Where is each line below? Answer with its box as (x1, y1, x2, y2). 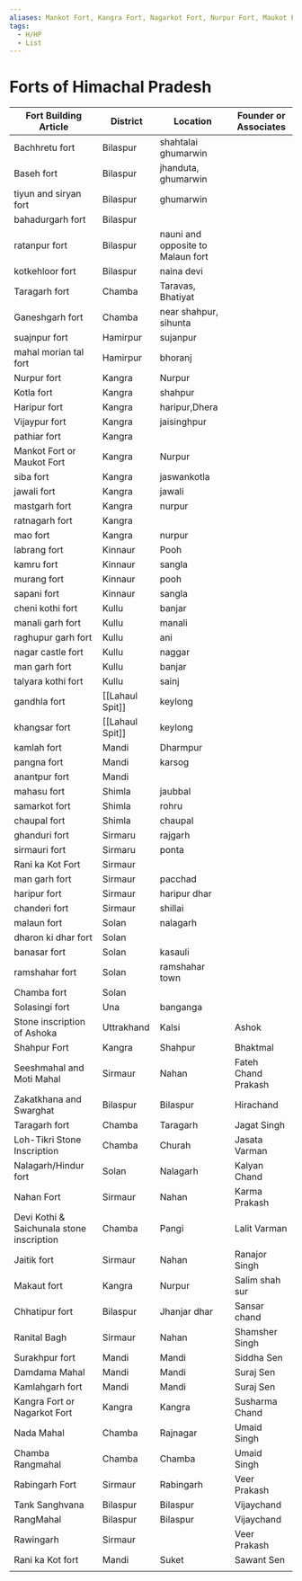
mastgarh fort (13, 500, 72, 512)
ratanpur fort (13, 239, 67, 252)
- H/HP (17, 30, 42, 39)
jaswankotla (159, 471, 210, 484)
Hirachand (234, 1098, 279, 1111)
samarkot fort (13, 800, 71, 813)
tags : (9, 22, 30, 31)
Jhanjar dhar (159, 1305, 214, 1318)
